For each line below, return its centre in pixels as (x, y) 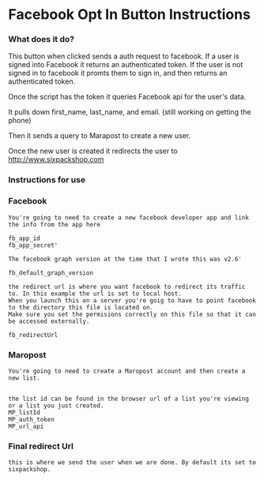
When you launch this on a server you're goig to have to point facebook (132, 300)
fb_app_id (25, 238)
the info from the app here (55, 224)
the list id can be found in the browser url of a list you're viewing (128, 399)
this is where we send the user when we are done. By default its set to (132, 463)
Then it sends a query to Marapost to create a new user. (100, 136)
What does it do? (41, 39)
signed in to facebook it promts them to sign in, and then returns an (118, 73)
